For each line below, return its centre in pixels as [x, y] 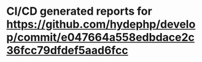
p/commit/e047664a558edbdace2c [101, 37]
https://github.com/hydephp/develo [101, 24]
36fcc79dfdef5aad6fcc [67, 51]
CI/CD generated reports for [79, 11]
